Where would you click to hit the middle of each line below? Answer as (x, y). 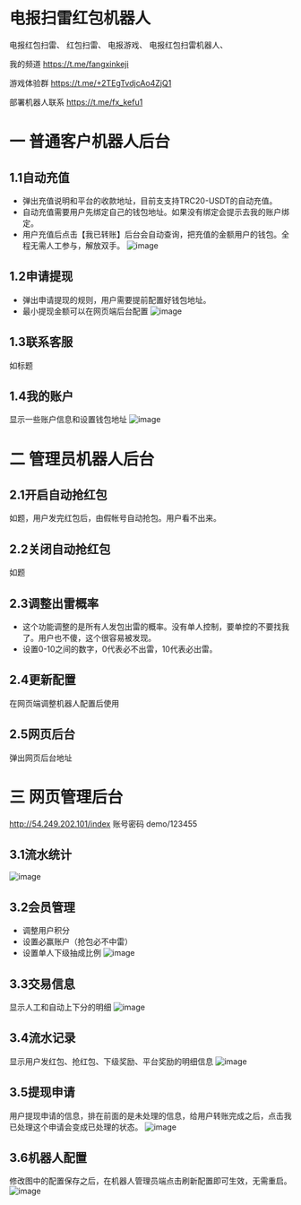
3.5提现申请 (43, 1092)
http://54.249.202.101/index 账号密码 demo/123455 (103, 824)
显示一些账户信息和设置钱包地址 (68, 420)
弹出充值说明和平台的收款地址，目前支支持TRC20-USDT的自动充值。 (150, 200)
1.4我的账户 (42, 396)
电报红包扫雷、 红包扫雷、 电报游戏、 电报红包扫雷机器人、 (119, 45)
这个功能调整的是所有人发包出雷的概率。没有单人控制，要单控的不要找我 (155, 627)
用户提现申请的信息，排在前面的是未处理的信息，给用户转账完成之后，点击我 (150, 1115)
